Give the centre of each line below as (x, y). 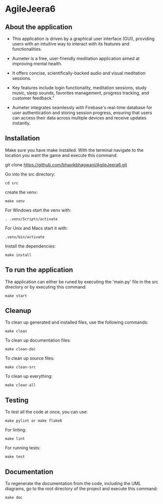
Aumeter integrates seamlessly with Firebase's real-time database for (82, 107)
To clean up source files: (30, 358)
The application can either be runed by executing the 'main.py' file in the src (82, 282)
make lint (15, 439)
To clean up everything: (29, 376)
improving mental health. (37, 64)
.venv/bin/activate (25, 237)
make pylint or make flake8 (34, 421)
